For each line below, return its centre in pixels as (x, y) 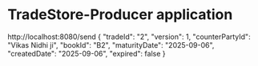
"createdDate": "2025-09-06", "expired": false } (87, 53)
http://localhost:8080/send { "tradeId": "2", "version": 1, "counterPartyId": (129, 37)
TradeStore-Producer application (120, 15)
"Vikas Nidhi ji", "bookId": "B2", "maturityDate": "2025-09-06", (111, 45)
